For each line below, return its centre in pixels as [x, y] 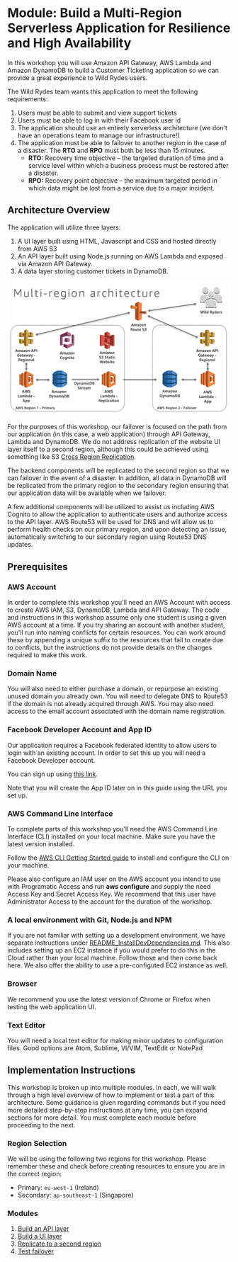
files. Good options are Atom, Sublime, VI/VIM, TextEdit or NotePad [105, 1048]
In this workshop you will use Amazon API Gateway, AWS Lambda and [109, 62]
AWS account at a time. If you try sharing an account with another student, [116, 625]
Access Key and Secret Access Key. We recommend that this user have [112, 894]
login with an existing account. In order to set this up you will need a [107, 753]
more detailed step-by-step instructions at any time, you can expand [107, 1110]
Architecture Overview [59, 210]
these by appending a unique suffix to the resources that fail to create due [115, 640]
